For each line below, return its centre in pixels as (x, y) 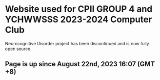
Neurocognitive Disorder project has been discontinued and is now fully (77, 43)
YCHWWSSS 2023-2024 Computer (79, 19)
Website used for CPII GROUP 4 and (79, 9)
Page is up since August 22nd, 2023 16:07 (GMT (80, 64)
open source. (18, 49)
